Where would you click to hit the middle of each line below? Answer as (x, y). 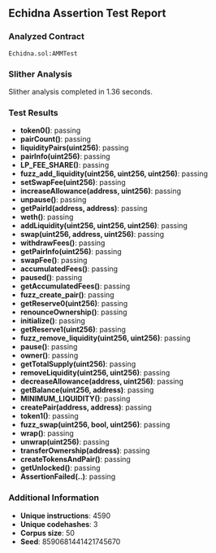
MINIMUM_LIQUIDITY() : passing (75, 399)
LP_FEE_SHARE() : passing (65, 165)
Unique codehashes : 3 (59, 524)
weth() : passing (47, 217)
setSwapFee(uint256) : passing (73, 182)
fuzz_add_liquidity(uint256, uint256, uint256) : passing (114, 173)
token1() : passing (49, 416)
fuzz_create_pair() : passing (67, 295)
